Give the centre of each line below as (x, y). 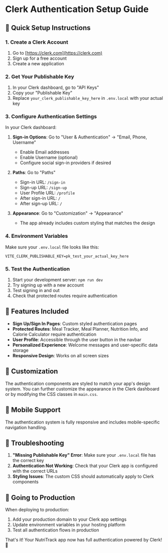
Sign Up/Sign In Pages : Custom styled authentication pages (74, 323)
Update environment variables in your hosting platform (69, 525)
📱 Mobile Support (33, 410)
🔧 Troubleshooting (35, 443)
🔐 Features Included (37, 311)
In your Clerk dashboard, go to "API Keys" (56, 88)
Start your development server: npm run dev (58, 280)
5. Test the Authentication (38, 268)
